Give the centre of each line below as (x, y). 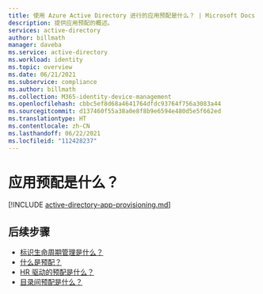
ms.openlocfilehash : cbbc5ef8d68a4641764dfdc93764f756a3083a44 (115, 104)
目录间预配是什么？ (51, 282)
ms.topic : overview (40, 67)
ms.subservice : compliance (53, 82)
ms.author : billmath (42, 89)
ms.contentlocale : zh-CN (49, 126)
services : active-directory (55, 30)
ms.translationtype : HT (48, 119)
